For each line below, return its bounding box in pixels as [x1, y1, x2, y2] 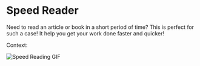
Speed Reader [6, 4, 79, 17]
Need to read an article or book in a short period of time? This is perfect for [6, 23, 195, 31]
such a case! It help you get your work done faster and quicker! [6, 29, 165, 37]
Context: [6, 41, 28, 49]
